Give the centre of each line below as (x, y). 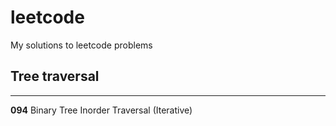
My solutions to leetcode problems (81, 45)
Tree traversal (55, 76)
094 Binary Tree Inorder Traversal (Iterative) (101, 110)
